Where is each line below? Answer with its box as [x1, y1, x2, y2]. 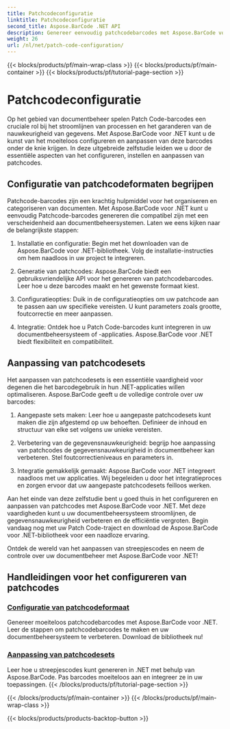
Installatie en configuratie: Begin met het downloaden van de [16, 239, 189, 247]
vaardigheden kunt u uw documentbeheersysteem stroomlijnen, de [7, 509, 196, 517]
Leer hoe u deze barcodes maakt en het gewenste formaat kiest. [16, 281, 200, 290]
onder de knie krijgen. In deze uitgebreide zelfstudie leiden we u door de [7, 143, 212, 152]
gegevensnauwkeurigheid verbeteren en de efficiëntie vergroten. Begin [7, 516, 209, 524]
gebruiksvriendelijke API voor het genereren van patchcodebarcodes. [16, 274, 214, 282]
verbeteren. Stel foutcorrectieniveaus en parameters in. [16, 453, 174, 461]
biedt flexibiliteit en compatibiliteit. [16, 337, 114, 345]
